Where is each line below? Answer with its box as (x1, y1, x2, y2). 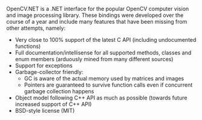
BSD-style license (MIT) (15, 107, 75, 114)
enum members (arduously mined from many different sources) (15, 56, 174, 62)
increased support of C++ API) (15, 101, 92, 108)
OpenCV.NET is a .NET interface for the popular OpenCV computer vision (6, 5, 189, 12)
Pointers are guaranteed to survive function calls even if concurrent (24, 81, 193, 88)
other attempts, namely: (6, 24, 66, 32)
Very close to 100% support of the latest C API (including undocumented (15, 36, 197, 43)
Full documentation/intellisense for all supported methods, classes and (15, 49, 192, 56)
